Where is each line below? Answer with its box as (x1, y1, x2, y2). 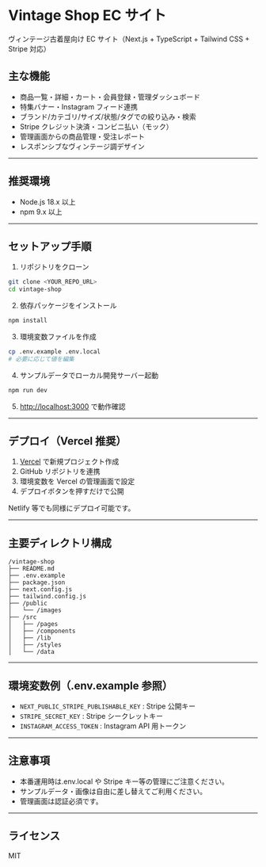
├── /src (8, 613, 37, 621)
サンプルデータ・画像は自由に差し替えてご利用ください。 (19, 786, 207, 796)
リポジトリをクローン (19, 262, 89, 272)
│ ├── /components (8, 627, 77, 636)
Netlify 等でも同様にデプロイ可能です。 (8, 503, 135, 513)
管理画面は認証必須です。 (19, 796, 103, 806)
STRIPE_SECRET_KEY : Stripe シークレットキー (19, 712, 164, 721)
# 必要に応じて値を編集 (8, 355, 75, 363)
